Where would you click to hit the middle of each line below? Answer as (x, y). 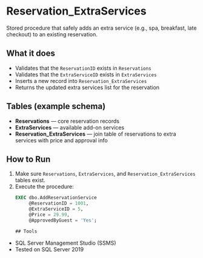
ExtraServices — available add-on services (70, 127)
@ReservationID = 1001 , (59, 203)
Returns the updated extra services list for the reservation (87, 87)
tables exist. (30, 180)
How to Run (28, 159)
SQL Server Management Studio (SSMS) (65, 243)
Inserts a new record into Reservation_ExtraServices (81, 81)
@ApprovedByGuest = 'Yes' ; (63, 220)
